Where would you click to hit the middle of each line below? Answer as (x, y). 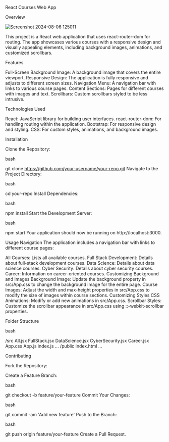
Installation (17, 139)
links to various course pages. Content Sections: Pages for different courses (84, 88)
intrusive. (15, 99)
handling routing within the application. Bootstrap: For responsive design (81, 124)
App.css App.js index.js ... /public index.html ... (54, 346)
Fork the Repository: (26, 365)
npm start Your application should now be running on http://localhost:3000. (84, 233)
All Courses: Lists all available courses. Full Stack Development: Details (79, 258)
